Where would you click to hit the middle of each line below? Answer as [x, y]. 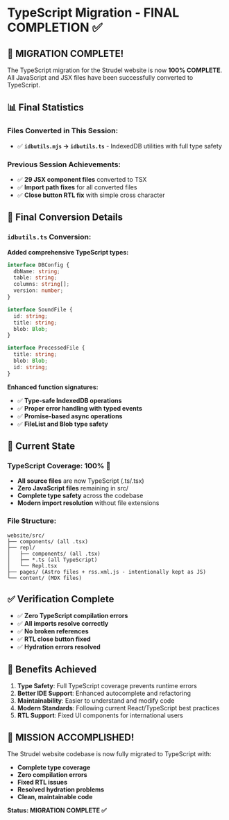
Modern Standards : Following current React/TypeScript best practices [118, 708]
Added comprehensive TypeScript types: [68, 252]
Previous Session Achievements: [64, 164]
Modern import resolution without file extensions [88, 503]
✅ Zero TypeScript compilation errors [73, 616]
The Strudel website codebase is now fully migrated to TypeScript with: [109, 754]
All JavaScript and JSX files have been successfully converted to [100, 77]
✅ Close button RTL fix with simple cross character [91, 195]
